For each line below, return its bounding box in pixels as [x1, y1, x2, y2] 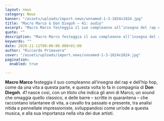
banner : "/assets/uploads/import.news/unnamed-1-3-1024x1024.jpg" [5, 16, 143, 21]
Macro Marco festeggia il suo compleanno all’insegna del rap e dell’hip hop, [5, 79, 158, 85]
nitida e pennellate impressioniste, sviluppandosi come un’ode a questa [5, 105, 149, 111]
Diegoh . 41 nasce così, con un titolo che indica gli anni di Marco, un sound [5, 90, 155, 96]
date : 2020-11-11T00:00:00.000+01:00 [5, 43, 82, 48]
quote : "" [5, 30, 25, 35]
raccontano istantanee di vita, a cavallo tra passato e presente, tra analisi [5, 100, 152, 106]
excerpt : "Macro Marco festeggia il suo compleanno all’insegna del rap [5, 25, 156, 30]
